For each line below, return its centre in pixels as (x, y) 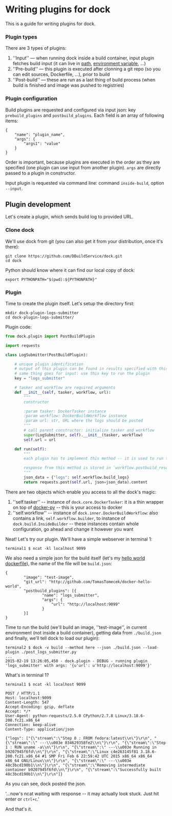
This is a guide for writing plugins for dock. (50, 24)
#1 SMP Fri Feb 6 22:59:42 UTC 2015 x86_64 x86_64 (97, 756)
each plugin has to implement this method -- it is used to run (94, 459)
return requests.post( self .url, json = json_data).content (85, 482)
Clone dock (20, 230)
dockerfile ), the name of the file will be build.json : (59, 563)
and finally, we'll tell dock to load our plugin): (52, 638)
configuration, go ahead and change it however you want (73, 529)
